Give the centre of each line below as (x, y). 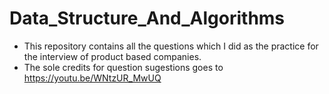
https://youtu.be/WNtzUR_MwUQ (92, 78)
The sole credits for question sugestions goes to (123, 67)
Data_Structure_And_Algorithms (147, 18)
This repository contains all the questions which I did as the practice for (171, 46)
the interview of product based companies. (112, 56)
